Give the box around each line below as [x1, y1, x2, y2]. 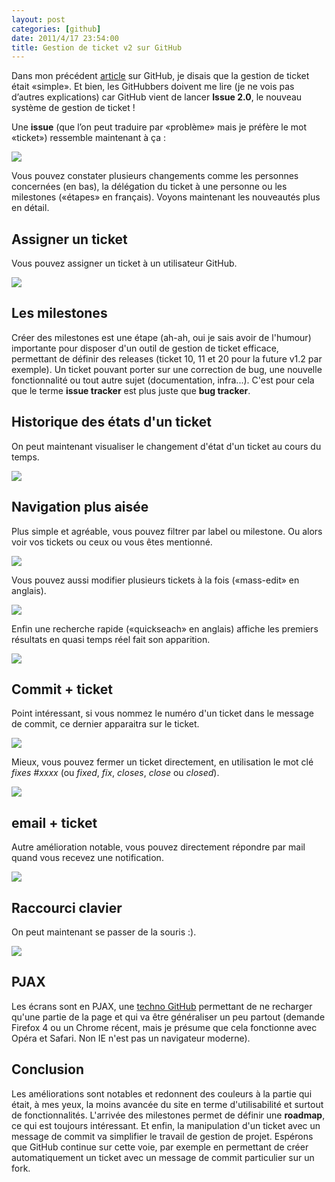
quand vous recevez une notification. [11, 852, 164, 864]
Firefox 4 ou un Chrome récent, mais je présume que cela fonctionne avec [11, 1021, 318, 1033]
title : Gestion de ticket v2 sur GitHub [11, 42, 183, 53]
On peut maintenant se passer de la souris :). [11, 926, 197, 938]
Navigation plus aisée [11, 499, 149, 516]
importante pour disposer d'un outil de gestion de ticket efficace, [11, 342, 279, 354]
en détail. [11, 202, 50, 214]
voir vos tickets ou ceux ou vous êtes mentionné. [11, 536, 213, 548]
